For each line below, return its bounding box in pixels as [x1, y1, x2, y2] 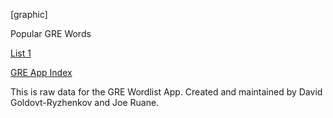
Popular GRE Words [10, 28, 92, 39]
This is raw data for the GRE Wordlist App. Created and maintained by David [10, 86, 323, 98]
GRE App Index [10, 67, 73, 78]
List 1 [10, 47, 32, 59]
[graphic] [10, 9, 48, 20]
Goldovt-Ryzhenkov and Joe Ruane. [10, 97, 160, 108]
